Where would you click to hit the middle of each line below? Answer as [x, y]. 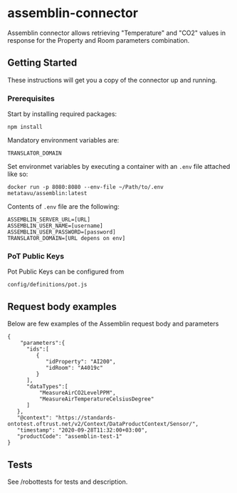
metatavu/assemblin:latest [47, 194]
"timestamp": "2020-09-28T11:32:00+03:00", [82, 430]
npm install [25, 127]
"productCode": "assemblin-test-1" [69, 437]
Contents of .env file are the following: [63, 207]
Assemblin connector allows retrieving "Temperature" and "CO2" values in [117, 33]
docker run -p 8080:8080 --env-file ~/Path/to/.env [85, 187]
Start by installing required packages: [62, 114]
